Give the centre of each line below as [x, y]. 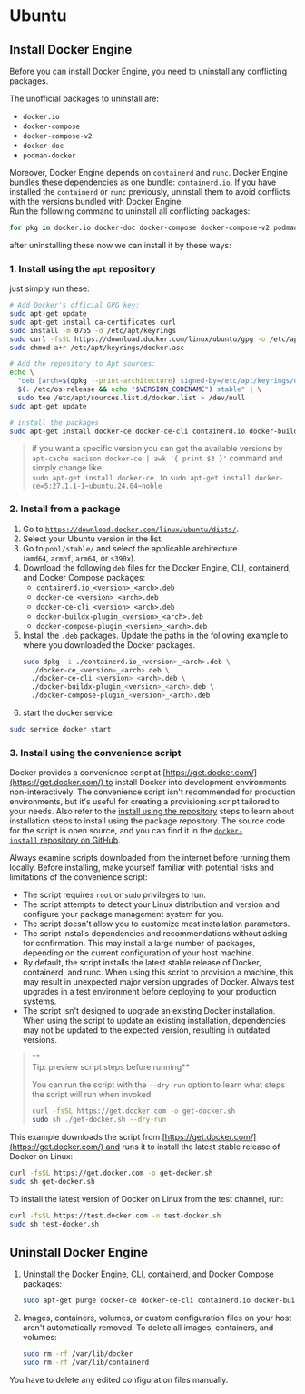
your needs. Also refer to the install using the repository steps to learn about [152, 812]
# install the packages [54, 423]
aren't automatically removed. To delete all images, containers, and [148, 1328]
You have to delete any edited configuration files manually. [119, 1379]
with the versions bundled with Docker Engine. [97, 202]
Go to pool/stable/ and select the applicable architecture [130, 548]
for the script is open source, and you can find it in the [111, 831]
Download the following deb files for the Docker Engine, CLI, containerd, [157, 567]
